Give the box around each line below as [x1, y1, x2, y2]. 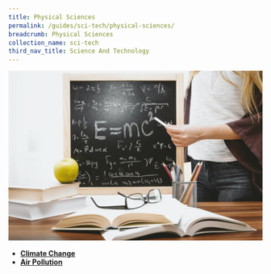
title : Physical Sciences [8, 13, 95, 21]
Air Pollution [19, 257, 63, 267]
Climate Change [19, 248, 76, 258]
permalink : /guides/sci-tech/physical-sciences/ [8, 21, 175, 30]
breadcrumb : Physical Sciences [8, 30, 114, 38]
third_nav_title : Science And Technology [8, 47, 150, 56]
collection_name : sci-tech [8, 39, 99, 47]
